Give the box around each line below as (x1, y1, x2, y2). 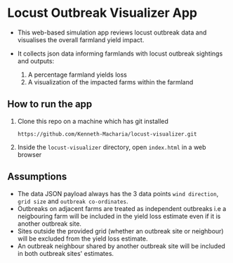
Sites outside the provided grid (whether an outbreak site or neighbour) (17, 226, 224, 235)
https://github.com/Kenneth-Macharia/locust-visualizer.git (17, 130, 197, 138)
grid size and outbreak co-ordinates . (17, 197, 128, 205)
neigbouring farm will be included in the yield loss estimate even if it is (17, 212, 221, 220)
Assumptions (7, 171, 67, 183)
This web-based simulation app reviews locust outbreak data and (17, 28, 207, 37)
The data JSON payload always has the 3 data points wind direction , (17, 189, 219, 198)
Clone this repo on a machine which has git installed (17, 117, 168, 125)
